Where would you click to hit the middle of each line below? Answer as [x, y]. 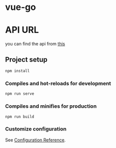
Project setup [27, 60]
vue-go [21, 7]
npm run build [20, 117]
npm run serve [20, 94]
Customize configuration [36, 129]
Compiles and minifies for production [51, 106]
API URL [22, 30]
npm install [17, 71]
